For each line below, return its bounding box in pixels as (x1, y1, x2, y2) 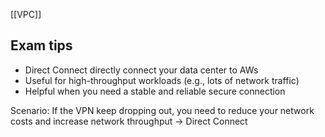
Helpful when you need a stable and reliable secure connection (24, 85, 286, 97)
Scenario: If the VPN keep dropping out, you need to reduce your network (10, 104, 315, 116)
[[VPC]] (10, 9, 42, 20)
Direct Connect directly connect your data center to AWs (24, 64, 259, 76)
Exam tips (10, 37, 73, 54)
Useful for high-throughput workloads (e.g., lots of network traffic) (24, 74, 300, 86)
